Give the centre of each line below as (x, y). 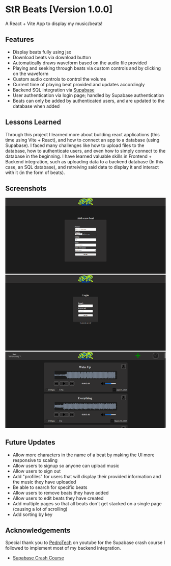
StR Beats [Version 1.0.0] (59, 9)
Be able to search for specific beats (50, 487)
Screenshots (26, 188)
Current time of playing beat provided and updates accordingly (79, 84)
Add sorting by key (32, 514)
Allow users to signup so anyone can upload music (66, 465)
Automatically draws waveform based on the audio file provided (80, 63)
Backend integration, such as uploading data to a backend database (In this (84, 161)
